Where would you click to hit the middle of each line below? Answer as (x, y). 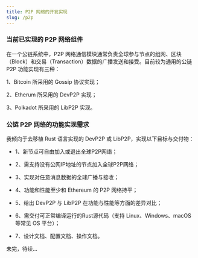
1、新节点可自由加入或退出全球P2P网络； (66, 152)
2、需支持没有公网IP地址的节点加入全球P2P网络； (77, 165)
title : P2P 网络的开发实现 (37, 12)
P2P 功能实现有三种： (33, 69)
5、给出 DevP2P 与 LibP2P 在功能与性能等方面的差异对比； (88, 203)
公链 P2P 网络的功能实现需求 (48, 124)
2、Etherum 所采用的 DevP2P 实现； (52, 95)
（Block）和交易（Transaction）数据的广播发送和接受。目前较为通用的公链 (99, 61)
